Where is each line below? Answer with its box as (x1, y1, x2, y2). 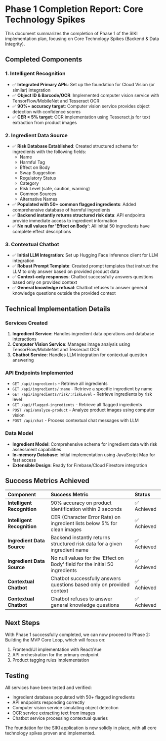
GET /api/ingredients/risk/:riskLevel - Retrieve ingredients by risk (12, 391, 152, 397)
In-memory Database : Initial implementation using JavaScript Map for (12, 452, 156, 458)
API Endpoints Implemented (5, 369, 74, 376)
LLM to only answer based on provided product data (12, 268, 120, 274)
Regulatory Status (19, 175, 56, 181)
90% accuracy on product (50, 499, 112, 506)
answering (12, 357, 34, 363)
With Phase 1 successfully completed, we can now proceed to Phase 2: (5, 632, 150, 637)
